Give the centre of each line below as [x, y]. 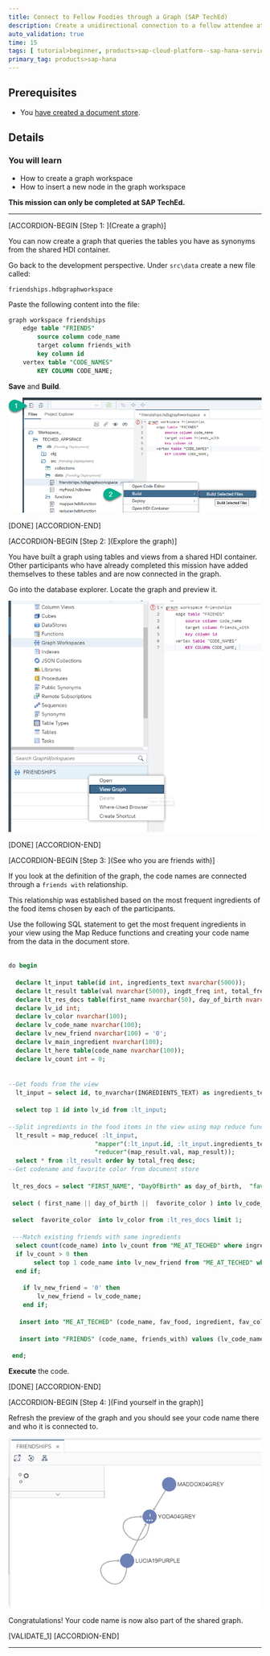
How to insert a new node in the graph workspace [103, 187]
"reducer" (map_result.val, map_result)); [165, 1153]
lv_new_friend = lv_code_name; [90, 1296]
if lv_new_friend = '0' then [72, 1288]
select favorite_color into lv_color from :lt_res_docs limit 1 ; [127, 1220]
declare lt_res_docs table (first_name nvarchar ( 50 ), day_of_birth [129, 1000]
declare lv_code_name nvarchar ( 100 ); [79, 1025]
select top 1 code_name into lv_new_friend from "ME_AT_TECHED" [143, 1263]
